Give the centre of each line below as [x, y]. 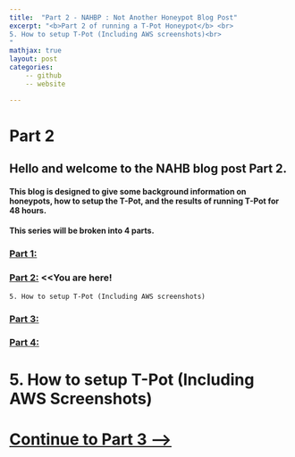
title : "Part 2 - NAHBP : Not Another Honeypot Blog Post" [124, 17]
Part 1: [23, 253]
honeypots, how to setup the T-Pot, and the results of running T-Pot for [144, 201]
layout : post [34, 59]
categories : [31, 68]
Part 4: [25, 343]
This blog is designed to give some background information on [128, 191]
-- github [44, 76]
